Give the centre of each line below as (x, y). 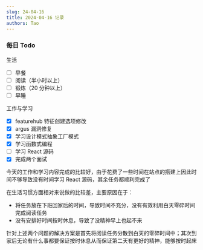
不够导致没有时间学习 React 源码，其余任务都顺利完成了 (81, 180)
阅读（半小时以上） (39, 80)
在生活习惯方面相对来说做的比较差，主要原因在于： (70, 192)
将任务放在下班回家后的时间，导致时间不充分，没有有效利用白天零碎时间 (105, 205)
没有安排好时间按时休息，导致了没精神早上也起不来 (79, 220)
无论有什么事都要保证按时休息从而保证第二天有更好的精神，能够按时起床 (107, 241)
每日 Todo (21, 45)
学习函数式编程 (34, 144)
